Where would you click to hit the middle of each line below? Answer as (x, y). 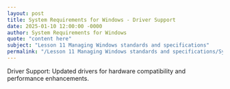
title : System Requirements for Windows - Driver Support (91, 20)
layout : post (26, 13)
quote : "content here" (39, 39)
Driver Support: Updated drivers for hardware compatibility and (97, 71)
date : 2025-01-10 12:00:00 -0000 (55, 26)
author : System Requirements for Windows (67, 33)
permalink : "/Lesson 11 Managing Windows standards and (88, 52)
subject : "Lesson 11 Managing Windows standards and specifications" (108, 45)
